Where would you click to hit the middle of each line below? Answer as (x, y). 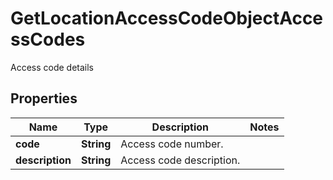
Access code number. (172, 144)
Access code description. (180, 160)
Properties (44, 98)
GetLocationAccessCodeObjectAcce (167, 18)
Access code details (52, 67)
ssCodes (48, 39)
